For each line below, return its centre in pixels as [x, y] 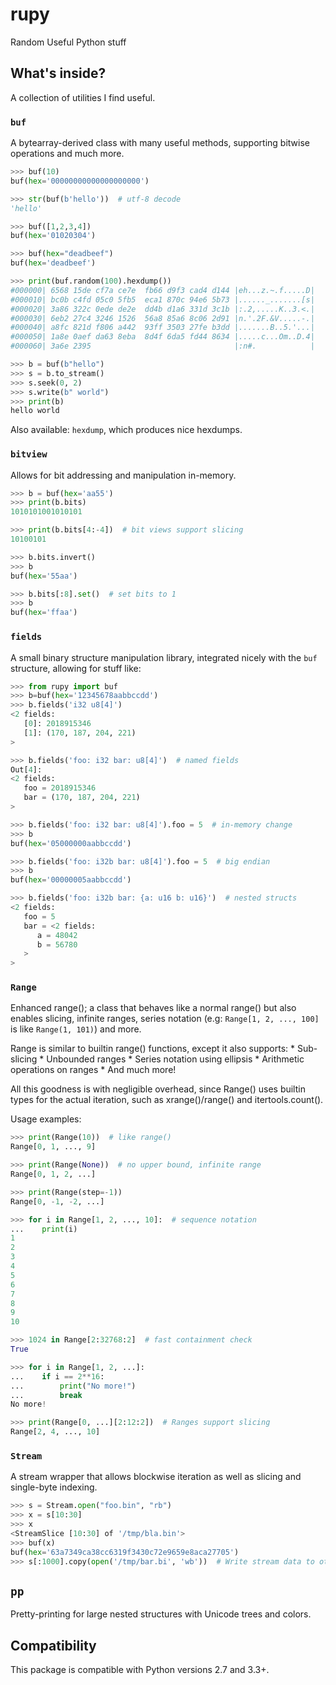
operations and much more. [67, 154]
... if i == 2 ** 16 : [57, 1376]
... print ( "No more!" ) [73, 1386]
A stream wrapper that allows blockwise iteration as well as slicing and [156, 1477]
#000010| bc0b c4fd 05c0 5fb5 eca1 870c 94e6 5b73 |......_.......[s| [162, 299]
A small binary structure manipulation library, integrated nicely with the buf [164, 657]
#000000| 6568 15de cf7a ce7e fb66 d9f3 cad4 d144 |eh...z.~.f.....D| [162, 290]
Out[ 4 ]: [26, 769]
